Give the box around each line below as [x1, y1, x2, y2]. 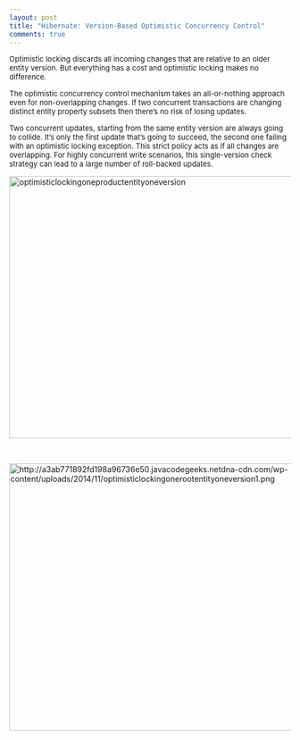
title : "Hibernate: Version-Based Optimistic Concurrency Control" [9, 21, 266, 30]
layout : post [9, 12, 58, 22]
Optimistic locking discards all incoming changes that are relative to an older [9, 54, 271, 64]
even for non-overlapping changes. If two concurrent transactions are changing [9, 97, 282, 108]
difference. [9, 72, 47, 82]
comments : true [9, 29, 66, 38]
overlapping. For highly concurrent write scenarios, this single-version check [9, 150, 272, 161]
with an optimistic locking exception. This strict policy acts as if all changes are [9, 141, 279, 152]
